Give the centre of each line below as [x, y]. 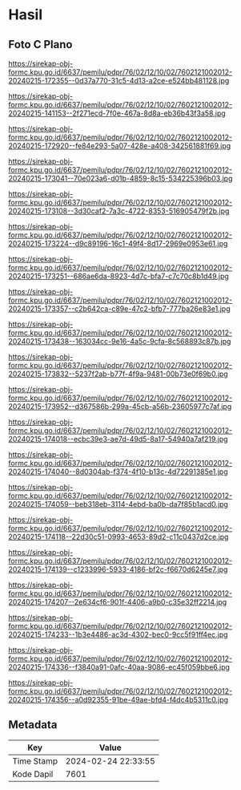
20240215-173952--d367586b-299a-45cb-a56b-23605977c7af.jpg [120, 406]
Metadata [33, 725]
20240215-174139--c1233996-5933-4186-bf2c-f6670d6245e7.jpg [118, 569]
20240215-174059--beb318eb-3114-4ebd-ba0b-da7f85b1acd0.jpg [118, 504]
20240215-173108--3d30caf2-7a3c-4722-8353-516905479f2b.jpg [119, 211]
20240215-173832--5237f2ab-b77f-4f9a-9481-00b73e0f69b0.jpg [118, 374]
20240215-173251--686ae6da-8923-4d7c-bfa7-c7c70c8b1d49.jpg [119, 276]
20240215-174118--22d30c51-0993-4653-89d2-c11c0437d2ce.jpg [118, 537]
